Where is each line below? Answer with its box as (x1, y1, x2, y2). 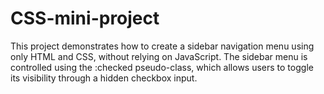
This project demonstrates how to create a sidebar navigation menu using (10, 40, 315, 52)
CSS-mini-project (10, 7, 160, 30)
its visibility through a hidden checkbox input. (10, 72, 198, 84)
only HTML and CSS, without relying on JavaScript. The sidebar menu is (10, 50, 308, 62)
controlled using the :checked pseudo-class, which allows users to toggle (10, 61, 314, 73)
